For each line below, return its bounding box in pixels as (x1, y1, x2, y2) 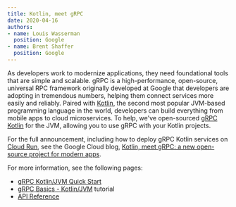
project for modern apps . (29, 149, 102, 158)
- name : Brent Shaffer (7, 43, 74, 50)
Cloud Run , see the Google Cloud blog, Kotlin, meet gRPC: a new (7, 142, 196, 151)
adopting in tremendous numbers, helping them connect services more (7, 91, 214, 99)
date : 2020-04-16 (7, 17, 58, 24)
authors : (7, 23, 33, 30)
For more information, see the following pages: (7, 163, 143, 172)
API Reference (17, 192, 60, 201)
